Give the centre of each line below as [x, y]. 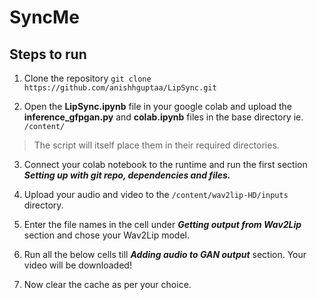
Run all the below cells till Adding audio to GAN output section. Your [165, 254]
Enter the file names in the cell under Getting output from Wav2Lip [162, 224]
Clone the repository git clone [87, 78]
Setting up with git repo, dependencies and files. [127, 175]
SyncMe [44, 17]
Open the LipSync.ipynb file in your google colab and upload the [158, 106]
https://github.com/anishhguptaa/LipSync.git [120, 88]
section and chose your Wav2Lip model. [106, 235]
